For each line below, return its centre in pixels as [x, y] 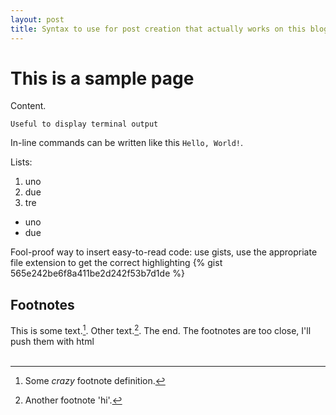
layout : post [37, 19]
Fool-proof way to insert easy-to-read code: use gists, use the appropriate [164, 252]
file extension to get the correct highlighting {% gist [116, 263]
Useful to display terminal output [84, 124]
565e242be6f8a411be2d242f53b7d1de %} [97, 273]
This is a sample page [102, 78]
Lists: [21, 162]
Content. [28, 106]
